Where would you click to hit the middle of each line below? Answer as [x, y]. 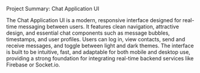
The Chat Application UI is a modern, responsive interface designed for [94, 20]
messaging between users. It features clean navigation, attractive [99, 27]
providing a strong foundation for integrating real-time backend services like [100, 58]
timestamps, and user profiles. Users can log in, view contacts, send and [96, 39]
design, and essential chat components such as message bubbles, [88, 33]
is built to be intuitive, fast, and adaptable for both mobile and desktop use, [98, 52]
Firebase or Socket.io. [33, 65]
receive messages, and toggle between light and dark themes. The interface [100, 45]
